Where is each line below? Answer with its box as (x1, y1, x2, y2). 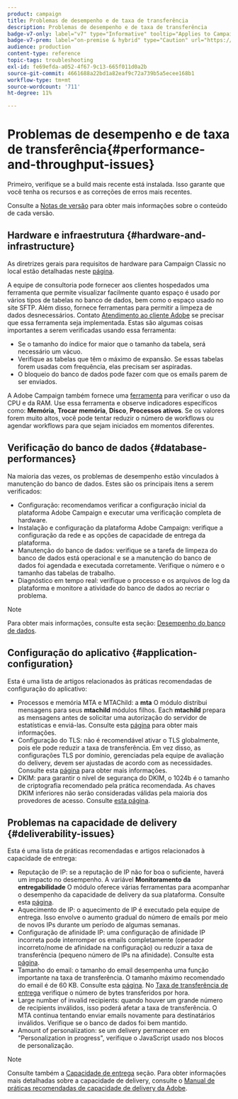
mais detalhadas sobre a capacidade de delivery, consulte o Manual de (7, 1076, 215, 1085)
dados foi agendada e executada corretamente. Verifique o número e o (17, 561, 225, 569)
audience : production (7, 43, 72, 50)
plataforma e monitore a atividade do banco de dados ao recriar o (17, 584, 210, 592)
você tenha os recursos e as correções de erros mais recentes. (7, 187, 193, 196)
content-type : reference (7, 50, 81, 58)
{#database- (149, 442, 208, 454)
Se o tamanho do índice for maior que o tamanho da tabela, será (17, 339, 206, 348)
